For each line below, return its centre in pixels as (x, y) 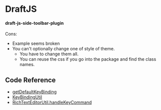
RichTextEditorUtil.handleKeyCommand (52, 103)
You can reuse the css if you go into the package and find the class (88, 59)
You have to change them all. (49, 54)
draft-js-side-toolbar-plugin (34, 23)
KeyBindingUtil (27, 97)
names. (27, 65)
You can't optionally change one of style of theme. (63, 49)
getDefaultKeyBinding (34, 92)
